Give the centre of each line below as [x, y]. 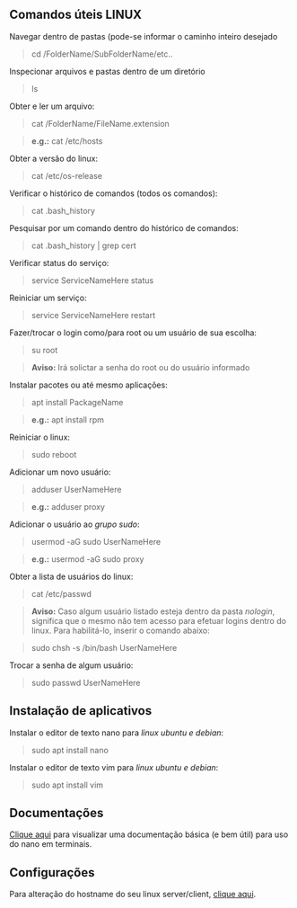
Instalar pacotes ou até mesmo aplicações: [88, 385]
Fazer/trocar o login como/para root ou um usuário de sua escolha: [133, 333]
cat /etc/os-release [67, 175]
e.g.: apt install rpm [68, 419]
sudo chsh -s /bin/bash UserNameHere [104, 647]
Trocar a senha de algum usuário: [71, 665]
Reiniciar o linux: [39, 437]
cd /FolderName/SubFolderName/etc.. [102, 54]
